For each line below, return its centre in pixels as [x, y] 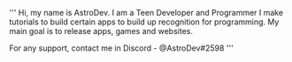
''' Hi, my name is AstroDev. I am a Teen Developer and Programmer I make [146, 13]
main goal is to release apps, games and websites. [101, 31]
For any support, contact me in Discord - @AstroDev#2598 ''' [122, 48]
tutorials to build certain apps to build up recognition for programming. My [144, 22]
